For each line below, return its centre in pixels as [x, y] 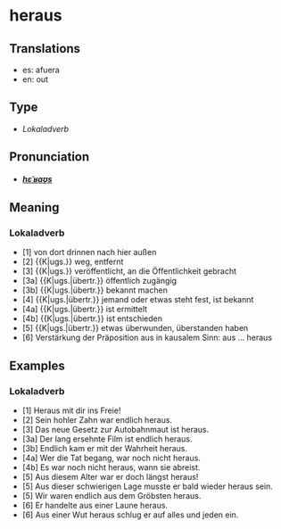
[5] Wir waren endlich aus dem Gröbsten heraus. [112, 496]
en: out [35, 79]
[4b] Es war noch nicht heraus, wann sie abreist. [111, 467]
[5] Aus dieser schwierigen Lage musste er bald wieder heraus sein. [148, 486]
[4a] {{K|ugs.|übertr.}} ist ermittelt [85, 310]
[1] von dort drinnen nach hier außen [89, 252]
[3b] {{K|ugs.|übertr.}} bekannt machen [95, 290]
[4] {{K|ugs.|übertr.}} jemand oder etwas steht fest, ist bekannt [138, 300]
